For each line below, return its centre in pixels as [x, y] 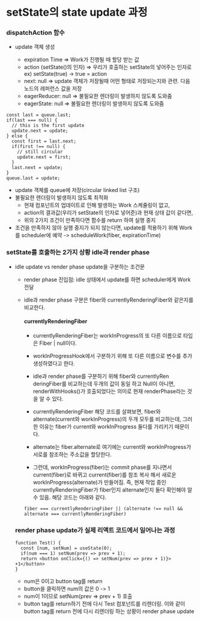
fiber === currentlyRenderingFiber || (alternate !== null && [103, 508]
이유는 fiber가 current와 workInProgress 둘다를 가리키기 [106, 426]
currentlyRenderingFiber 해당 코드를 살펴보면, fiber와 [97, 411]
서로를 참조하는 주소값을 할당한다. [72, 454]
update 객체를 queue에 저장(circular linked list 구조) [77, 190]
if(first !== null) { [39, 147]
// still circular [40, 152]
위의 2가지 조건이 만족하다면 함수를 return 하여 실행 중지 [90, 220]
